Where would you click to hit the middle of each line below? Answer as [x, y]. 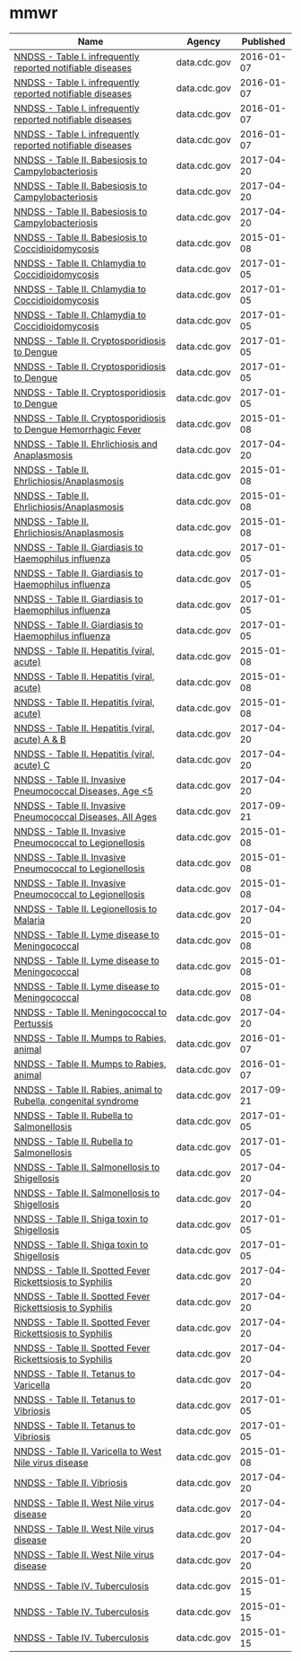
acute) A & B [40, 739]
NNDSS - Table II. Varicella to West [88, 1451]
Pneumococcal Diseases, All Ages [86, 817]
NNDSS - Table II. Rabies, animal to [88, 1090]
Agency [204, 41]
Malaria [30, 920]
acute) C [32, 764]
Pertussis [34, 1023]
